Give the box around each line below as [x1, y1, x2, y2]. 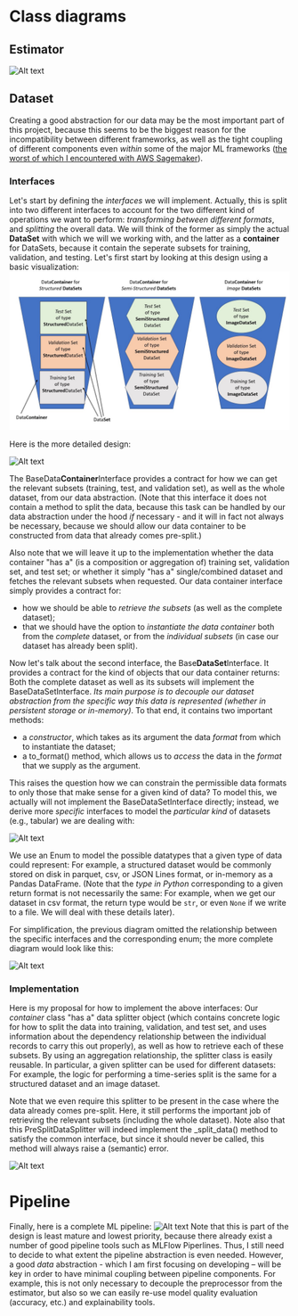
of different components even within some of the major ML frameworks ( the [9, 143, 287, 153]
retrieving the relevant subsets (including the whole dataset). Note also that [9, 1114, 286, 1125]
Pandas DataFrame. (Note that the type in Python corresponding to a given [9, 878, 283, 889]
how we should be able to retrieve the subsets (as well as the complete [21, 602, 283, 613]
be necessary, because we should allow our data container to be [9, 520, 246, 531]
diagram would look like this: [9, 942, 114, 953]
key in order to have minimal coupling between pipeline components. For [9, 1268, 276, 1279]
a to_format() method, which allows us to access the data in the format [21, 751, 282, 761]
